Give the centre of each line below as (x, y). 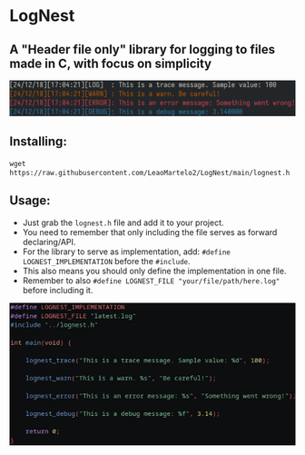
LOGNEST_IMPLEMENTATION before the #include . (106, 261)
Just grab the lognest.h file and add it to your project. (123, 223)
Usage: (30, 201)
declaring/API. (49, 242)
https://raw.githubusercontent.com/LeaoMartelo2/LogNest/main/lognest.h (150, 173)
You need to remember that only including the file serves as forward (150, 232)
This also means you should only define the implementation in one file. (154, 271)
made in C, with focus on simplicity (110, 63)
